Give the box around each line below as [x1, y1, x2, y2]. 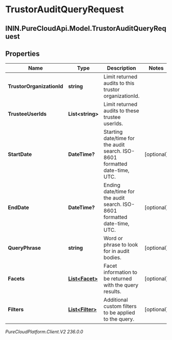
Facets [8, 275, 25, 283]
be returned [103, 275, 132, 283]
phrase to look [103, 241, 138, 248]
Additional [103, 296, 128, 304]
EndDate [8, 204, 29, 211]
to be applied [103, 309, 135, 316]
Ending [103, 182, 121, 189]
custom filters [103, 303, 137, 310]
